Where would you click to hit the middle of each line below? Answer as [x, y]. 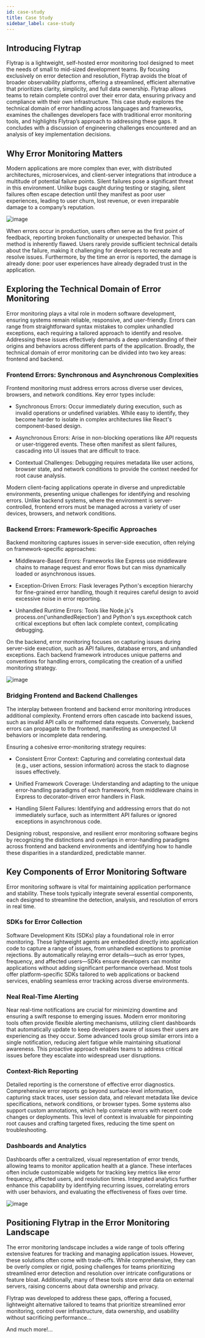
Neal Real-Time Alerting [43, 996]
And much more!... [30, 1329]
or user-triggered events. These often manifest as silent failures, [96, 445]
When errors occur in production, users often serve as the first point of [95, 231]
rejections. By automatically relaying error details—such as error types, [95, 955]
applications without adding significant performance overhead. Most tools [99, 967]
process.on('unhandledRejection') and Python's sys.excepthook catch [103, 617]
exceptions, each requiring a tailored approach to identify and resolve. [95, 333]
